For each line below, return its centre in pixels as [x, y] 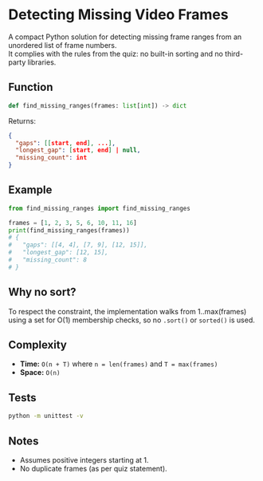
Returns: [22, 120]
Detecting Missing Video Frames [118, 15]
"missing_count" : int [51, 158]
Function [31, 87]
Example [30, 190]
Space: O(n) [40, 373]
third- [234, 53]
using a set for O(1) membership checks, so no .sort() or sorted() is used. [131, 320]
